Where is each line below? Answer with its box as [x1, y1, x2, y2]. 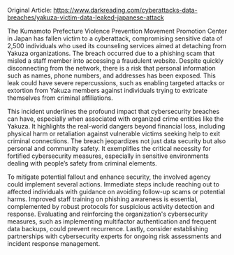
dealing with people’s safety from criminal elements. [7, 159, 157, 167]
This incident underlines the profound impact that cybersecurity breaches [7, 108, 220, 115]
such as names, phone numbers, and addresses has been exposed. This [7, 71, 217, 80]
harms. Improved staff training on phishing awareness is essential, [7, 195, 198, 203]
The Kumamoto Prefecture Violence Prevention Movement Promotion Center [7, 27, 227, 35]
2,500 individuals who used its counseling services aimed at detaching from [7, 42, 227, 50]
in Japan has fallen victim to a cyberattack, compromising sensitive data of [7, 34, 223, 43]
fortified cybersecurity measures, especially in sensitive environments [7, 152, 210, 160]
